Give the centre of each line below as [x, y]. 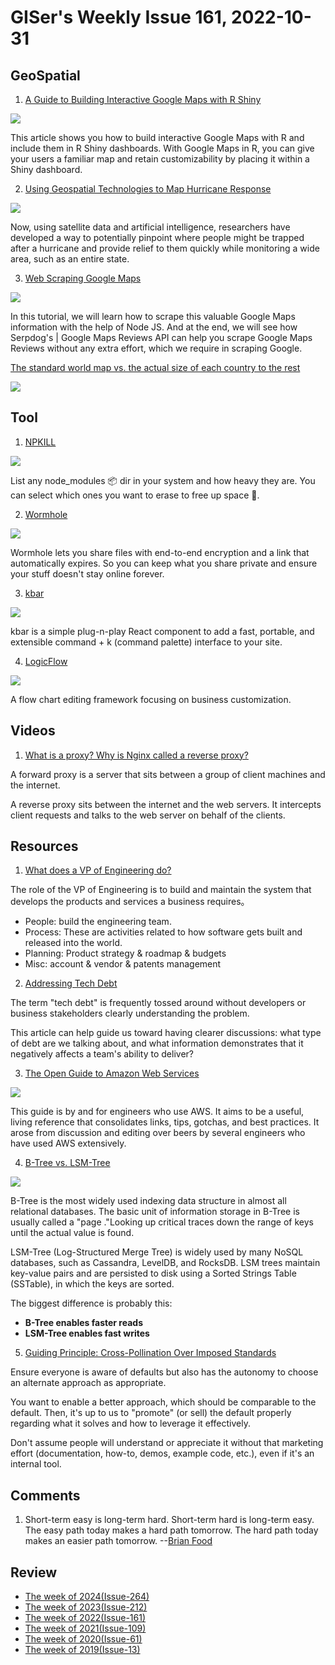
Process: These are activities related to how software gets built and [163, 932]
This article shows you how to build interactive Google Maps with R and [157, 137]
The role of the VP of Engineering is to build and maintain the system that [161, 890]
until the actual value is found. [72, 1233]
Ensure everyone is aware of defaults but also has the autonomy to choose [164, 1372]
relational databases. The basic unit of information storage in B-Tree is [155, 1212]
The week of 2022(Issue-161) [85, 1618]
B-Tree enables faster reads [83, 1323]
